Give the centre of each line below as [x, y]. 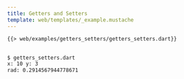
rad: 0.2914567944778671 [43, 70]
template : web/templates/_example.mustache [71, 20]
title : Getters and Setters [48, 13]
